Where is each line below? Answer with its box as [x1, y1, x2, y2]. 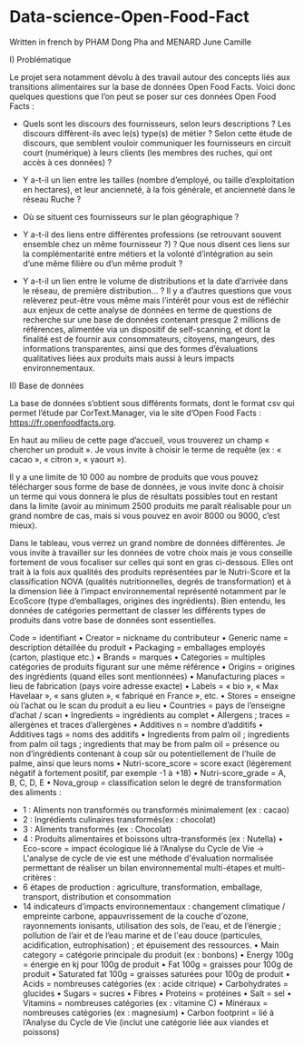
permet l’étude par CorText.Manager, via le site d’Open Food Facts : [9, 407, 261, 418]
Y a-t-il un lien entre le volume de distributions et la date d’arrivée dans [22, 275, 289, 286]
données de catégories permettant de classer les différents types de [9, 604, 266, 615]
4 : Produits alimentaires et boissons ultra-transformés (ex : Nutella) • [22, 833, 283, 844]
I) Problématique [9, 54, 72, 65]
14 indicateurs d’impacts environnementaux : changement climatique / [22, 901, 286, 912]
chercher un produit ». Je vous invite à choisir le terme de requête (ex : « [9, 443, 282, 455]
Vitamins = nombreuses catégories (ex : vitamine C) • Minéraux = [22, 997, 269, 1008]
